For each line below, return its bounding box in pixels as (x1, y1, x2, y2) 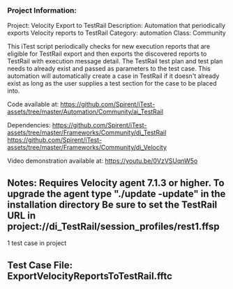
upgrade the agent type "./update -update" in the (7, 187, 226, 200)
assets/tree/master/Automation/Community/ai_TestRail (7, 107, 164, 116)
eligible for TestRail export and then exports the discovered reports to (7, 49, 207, 58)
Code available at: (7, 100, 59, 109)
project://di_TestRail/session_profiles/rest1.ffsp (7, 220, 220, 232)
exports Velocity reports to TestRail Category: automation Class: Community (7, 29, 227, 37)
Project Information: (7, 6, 77, 15)
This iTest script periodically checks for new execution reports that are (7, 42, 211, 51)
